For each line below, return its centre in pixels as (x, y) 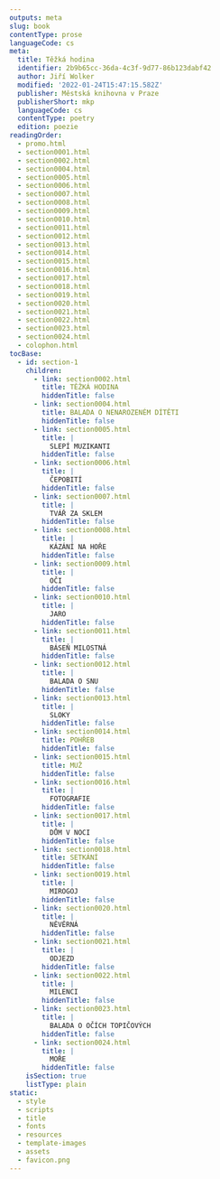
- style (32, 1101)
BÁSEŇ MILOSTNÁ (78, 648)
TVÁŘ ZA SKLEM (76, 513)
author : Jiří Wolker (56, 77)
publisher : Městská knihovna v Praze (88, 93)
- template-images (52, 1144)
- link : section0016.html (82, 782)
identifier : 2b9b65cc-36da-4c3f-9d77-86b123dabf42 (115, 69)
